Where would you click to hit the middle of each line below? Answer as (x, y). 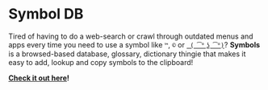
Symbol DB (46, 14)
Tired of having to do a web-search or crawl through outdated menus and (131, 36)
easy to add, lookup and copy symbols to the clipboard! (101, 62)
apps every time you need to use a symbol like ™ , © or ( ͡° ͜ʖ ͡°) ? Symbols (134, 44)
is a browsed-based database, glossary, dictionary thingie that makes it (127, 54)
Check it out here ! (39, 78)
